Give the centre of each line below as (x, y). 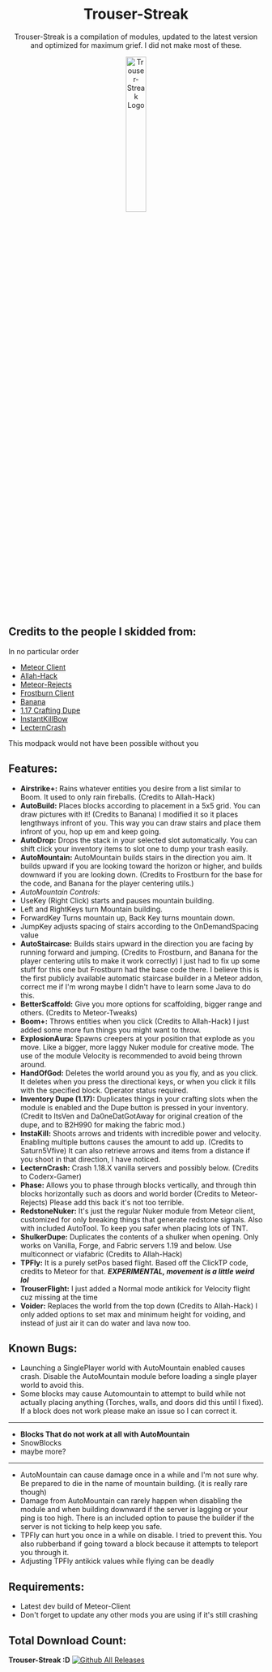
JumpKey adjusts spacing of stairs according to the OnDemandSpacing (139, 926)
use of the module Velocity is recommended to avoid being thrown (131, 1055)
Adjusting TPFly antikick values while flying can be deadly (117, 1561)
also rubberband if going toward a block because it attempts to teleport (139, 1544)
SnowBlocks (41, 1443)
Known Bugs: (43, 1348)
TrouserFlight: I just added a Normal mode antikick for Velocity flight (135, 1288)
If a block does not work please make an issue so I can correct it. (128, 1411)
